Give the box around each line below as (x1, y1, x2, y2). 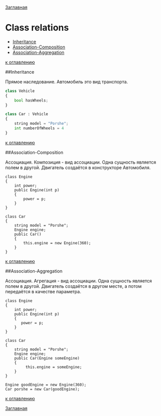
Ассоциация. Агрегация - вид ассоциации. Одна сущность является (5, 278, 152, 284)
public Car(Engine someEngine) (14, 355, 80, 360)
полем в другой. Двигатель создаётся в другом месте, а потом (5, 283, 142, 289)
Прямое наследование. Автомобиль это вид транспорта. (5, 78, 128, 85)
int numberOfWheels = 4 (14, 126, 64, 131)
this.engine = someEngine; (25, 365, 82, 370)
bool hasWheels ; (14, 98, 49, 103)
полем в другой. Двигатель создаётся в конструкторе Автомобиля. (5, 164, 151, 171)
